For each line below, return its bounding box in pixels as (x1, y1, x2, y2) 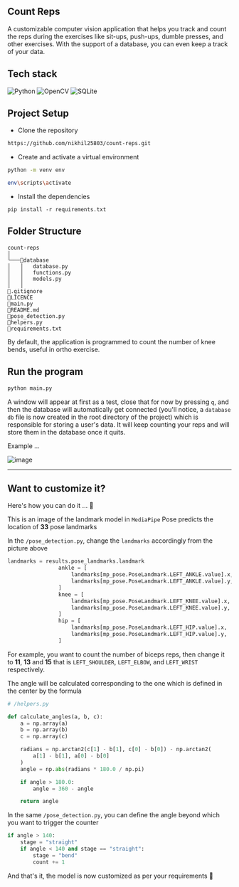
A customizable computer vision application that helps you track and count (7, 24, 227, 33)
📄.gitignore (7, 287, 43, 294)
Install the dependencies (17, 192, 90, 201)
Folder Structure (7, 225, 82, 238)
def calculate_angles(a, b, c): (7, 713, 103, 721)
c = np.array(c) (20, 733, 69, 740)
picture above (7, 544, 48, 553)
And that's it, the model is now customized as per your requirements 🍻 (7, 871, 213, 880)
